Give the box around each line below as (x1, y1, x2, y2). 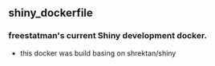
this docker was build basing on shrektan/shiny (19, 48, 176, 58)
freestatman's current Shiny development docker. (8, 30, 207, 41)
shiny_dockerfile (8, 6, 94, 20)
